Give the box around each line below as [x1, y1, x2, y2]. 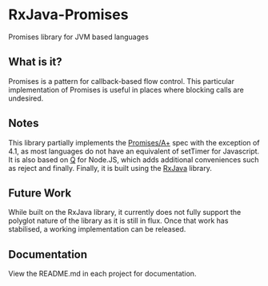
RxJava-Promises [8, 6, 129, 24]
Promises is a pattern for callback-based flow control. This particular [8, 76, 234, 85]
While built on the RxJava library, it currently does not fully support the [8, 208, 242, 217]
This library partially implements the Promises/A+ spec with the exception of [8, 137, 260, 147]
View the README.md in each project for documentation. [8, 269, 197, 279]
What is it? [8, 55, 62, 69]
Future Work [8, 186, 72, 200]
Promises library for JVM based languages [8, 32, 150, 42]
